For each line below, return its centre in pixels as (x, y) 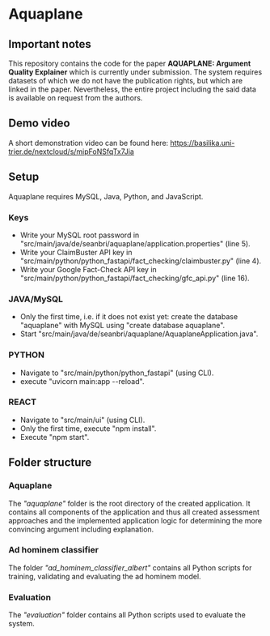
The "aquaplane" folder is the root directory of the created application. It (129, 503)
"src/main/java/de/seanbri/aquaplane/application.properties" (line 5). (135, 243)
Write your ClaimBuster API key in (76, 252)
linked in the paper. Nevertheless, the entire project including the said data (133, 89)
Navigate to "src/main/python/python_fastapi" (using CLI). (117, 373)
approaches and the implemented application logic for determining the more (135, 520)
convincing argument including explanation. (81, 529)
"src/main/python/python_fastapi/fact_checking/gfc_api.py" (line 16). (135, 278)
